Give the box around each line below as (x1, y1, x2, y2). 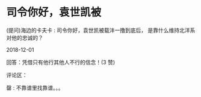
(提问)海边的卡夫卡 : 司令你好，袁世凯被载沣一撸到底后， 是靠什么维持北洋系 (6, 27, 196, 34)
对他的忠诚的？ (6, 34, 43, 41)
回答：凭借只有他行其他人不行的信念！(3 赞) (6, 58, 116, 66)
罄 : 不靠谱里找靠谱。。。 (6, 84, 64, 91)
